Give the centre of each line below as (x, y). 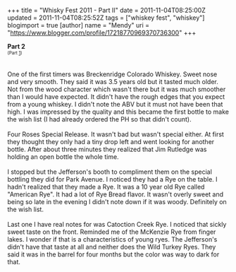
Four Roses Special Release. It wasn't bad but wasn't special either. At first (116, 134)
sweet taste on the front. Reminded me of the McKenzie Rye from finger (112, 232)
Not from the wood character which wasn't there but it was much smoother (117, 89)
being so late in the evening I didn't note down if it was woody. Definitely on (117, 202)
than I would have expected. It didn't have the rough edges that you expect (116, 97)
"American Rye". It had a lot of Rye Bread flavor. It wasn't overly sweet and (116, 194)
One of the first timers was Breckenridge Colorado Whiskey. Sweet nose (112, 74)
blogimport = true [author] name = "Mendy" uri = (79, 25)
